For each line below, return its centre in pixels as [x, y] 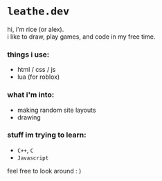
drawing [29, 117]
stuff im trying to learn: [47, 135]
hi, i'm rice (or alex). [36, 29]
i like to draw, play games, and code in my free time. [81, 37]
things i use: [28, 55]
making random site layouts [56, 110]
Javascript [33, 158]
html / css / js [36, 70]
